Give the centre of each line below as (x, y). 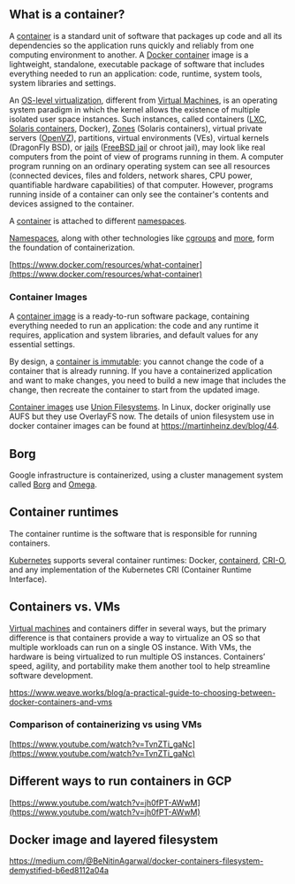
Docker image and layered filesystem (114, 840)
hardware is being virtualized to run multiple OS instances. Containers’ (137, 656)
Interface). (28, 578)
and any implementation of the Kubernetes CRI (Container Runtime (130, 570)
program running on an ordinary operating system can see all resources (140, 166)
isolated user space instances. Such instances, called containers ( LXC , (138, 119)
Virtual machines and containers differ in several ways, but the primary (138, 628)
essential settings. (42, 345)
